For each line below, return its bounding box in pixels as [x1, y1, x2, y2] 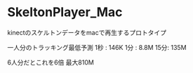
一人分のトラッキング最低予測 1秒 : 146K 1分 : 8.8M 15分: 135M [7, 43, 187, 51]
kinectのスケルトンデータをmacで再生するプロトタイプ [7, 28, 167, 36]
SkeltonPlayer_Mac [7, 4, 123, 20]
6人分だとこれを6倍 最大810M [7, 58, 95, 67]
